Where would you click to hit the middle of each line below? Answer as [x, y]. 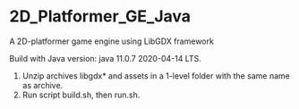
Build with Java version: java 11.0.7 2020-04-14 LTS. [105, 58]
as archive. [43, 85]
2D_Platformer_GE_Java [100, 17]
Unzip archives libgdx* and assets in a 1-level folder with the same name [156, 75]
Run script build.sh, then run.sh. [81, 95]
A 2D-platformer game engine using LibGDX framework [112, 41]
